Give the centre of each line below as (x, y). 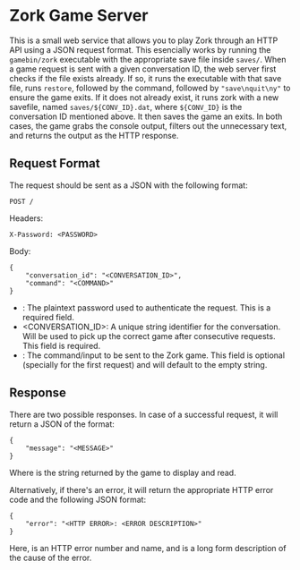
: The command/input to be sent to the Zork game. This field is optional (153, 355)
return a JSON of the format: (62, 424)
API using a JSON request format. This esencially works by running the (140, 49)
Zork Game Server (79, 16)
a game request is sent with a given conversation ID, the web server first (143, 69)
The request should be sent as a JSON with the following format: (129, 185)
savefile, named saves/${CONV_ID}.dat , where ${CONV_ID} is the (126, 106)
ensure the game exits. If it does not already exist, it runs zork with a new (144, 97)
